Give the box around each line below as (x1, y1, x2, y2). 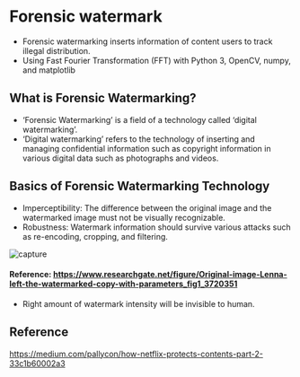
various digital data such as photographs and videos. (22, 153, 219, 163)
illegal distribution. (22, 45, 92, 56)
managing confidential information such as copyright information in (22, 143, 271, 153)
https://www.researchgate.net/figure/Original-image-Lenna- (52, 269, 287, 280)
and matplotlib (22, 65, 76, 75)
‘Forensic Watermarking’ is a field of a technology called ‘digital (22, 114, 258, 125)
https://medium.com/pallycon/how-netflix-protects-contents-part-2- (9, 348, 263, 359)
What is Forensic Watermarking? (9, 91, 197, 106)
